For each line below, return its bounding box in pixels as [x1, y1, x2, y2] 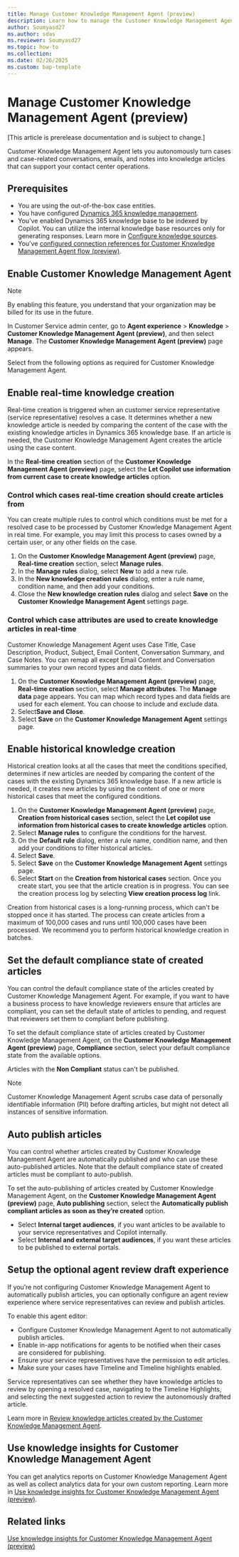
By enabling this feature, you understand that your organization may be [7, 300, 216, 309]
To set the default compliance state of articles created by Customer [7, 1028, 206, 1037]
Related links [7, 1516, 66, 1528]
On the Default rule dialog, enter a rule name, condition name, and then [17, 836, 228, 845]
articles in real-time [7, 624, 77, 634]
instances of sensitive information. [7, 1108, 109, 1116]
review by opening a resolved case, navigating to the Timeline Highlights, [7, 1384, 222, 1393]
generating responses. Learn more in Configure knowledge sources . [17, 232, 218, 240]
